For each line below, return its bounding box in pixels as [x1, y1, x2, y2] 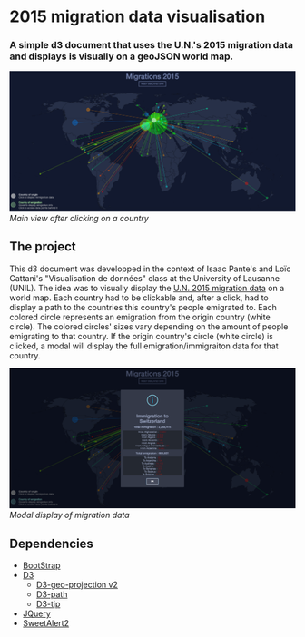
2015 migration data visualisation [9, 6, 266, 27]
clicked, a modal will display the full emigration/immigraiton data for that [9, 340, 279, 351]
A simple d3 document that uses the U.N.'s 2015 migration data [9, 39, 293, 52]
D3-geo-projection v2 [35, 579, 118, 591]
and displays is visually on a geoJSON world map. [9, 50, 234, 63]
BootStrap [22, 560, 61, 571]
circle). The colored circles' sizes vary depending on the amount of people [9, 320, 289, 332]
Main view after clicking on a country [9, 213, 150, 224]
